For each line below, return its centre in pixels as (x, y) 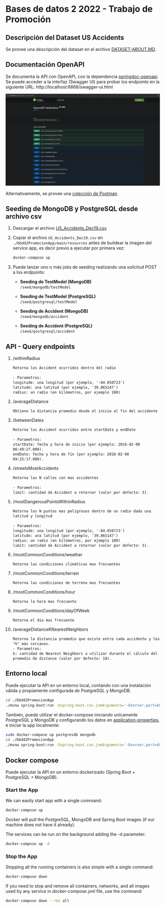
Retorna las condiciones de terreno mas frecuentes (66, 583)
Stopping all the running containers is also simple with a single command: (80, 867)
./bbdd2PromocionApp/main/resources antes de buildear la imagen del (82, 243)
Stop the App (22, 857)
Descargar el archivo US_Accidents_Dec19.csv (59, 228)
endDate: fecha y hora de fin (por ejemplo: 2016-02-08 (71, 454)
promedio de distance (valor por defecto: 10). (62, 659)
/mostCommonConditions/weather (47, 555)
